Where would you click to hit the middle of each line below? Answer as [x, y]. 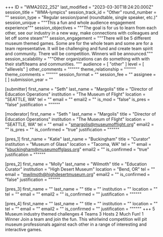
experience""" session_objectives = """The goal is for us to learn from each [81, 28]
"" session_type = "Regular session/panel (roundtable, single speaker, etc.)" [81, 17]
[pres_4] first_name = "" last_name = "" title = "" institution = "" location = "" [81, 204]
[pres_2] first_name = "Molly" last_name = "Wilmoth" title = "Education [76, 164]
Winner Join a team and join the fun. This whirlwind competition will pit [76, 219]
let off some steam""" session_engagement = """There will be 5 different [78, 38]
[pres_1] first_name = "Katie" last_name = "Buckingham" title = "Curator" [78, 139]
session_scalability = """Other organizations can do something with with [77, 59]
